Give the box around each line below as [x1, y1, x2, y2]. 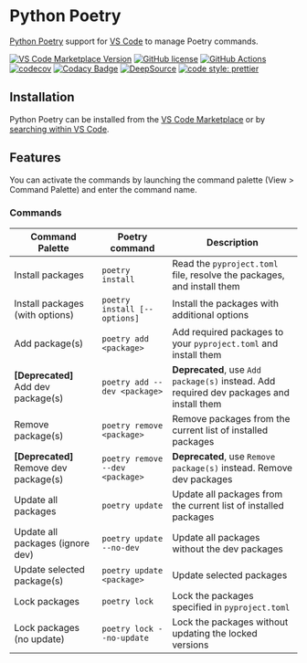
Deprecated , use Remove [172, 449, 276, 462]
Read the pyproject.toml [172, 257, 279, 269]
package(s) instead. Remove [172, 461, 293, 474]
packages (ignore [14, 536, 90, 549]
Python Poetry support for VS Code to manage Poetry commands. [9, 36, 259, 47]
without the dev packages [172, 542, 283, 555]
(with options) [14, 308, 75, 321]
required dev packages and [172, 385, 291, 398]
